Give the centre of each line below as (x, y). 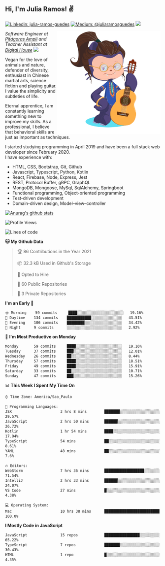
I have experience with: (29, 157)
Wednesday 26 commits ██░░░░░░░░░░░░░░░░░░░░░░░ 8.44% (72, 356)
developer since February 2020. (38, 152)
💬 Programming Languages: (32, 406)
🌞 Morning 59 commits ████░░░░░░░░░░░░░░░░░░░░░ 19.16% (74, 313)
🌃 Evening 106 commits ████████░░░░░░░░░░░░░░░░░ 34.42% (73, 323)
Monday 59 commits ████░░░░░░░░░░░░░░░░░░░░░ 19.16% (73, 346)
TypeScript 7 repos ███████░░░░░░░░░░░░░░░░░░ (82, 545)
